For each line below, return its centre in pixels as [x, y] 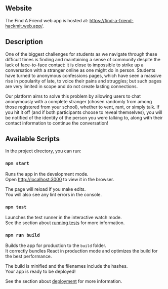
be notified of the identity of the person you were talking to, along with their [84, 117]
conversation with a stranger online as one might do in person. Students [80, 70]
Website [18, 8]
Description [24, 42]
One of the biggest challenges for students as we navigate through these [81, 54]
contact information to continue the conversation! [57, 123]
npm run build [23, 235]
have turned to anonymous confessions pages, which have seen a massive [83, 75]
